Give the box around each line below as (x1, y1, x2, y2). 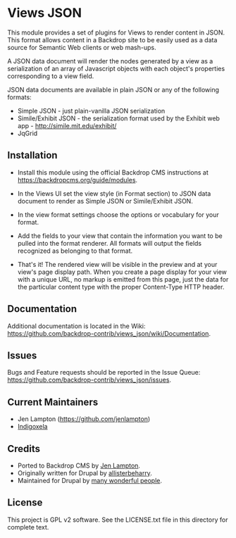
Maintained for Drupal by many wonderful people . (17, 477, 163, 484)
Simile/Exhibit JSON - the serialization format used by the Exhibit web (17, 114, 221, 123)
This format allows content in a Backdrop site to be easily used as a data (7, 35, 218, 44)
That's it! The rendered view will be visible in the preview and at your (17, 260, 218, 268)
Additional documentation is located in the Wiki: (7, 322, 146, 330)
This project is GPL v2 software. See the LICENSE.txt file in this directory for (7, 515, 228, 524)
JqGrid (17, 129, 38, 137)
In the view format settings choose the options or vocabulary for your (17, 210, 220, 219)
